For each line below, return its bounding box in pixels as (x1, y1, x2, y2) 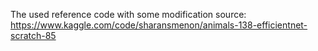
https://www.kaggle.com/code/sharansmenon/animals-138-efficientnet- (10, 19, 308, 31)
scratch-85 (10, 30, 57, 41)
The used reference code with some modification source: (10, 9, 247, 20)
